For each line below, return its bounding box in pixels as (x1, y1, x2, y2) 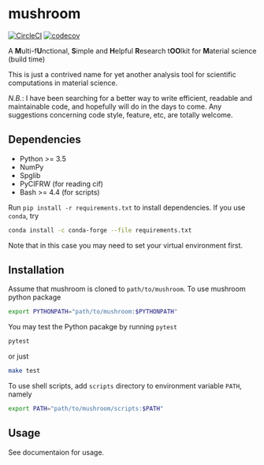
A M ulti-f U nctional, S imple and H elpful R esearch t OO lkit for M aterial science (8, 46, 257, 55)
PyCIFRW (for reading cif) (19, 179, 104, 188)
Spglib (19, 170, 41, 180)
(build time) (8, 54, 46, 64)
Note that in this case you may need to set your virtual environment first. (8, 240, 243, 250)
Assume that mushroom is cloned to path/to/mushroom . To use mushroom (8, 285, 246, 294)
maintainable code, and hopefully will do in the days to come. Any (8, 102, 222, 111)
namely (8, 389, 32, 399)
